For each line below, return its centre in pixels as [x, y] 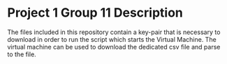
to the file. [22, 54]
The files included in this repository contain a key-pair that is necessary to [114, 32]
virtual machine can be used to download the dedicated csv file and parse [114, 47]
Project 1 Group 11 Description [95, 13]
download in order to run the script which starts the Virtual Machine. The [112, 39]
